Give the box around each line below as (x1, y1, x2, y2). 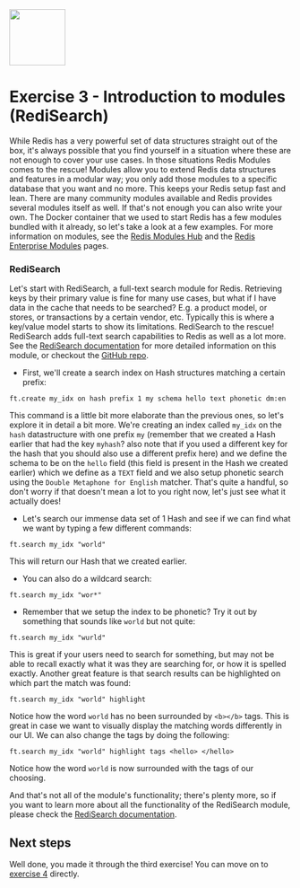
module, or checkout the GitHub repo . (9, 350, 150, 361)
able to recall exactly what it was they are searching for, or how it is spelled (9, 659, 287, 670)
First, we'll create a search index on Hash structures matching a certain (21, 367, 286, 378)
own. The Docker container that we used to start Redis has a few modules (9, 211, 282, 223)
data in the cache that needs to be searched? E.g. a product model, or (9, 303, 268, 313)
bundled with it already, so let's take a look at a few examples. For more (9, 221, 274, 232)
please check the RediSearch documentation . (9, 809, 177, 820)
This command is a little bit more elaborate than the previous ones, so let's (9, 410, 285, 421)
